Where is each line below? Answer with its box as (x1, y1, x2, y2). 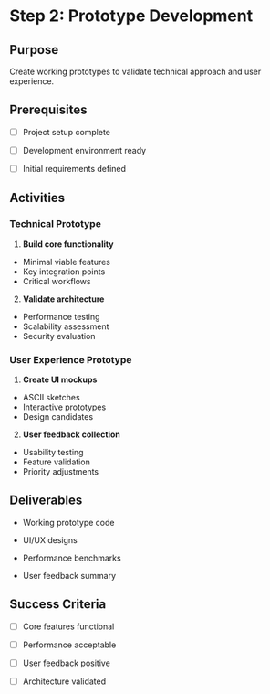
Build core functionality (22, 239, 114, 250)
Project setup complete (22, 126, 111, 137)
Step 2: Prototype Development (9, 5, 254, 27)
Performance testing (22, 311, 100, 322)
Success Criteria (9, 596, 107, 613)
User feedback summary (22, 570, 117, 581)
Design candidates (22, 411, 94, 422)
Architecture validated (22, 676, 107, 687)
